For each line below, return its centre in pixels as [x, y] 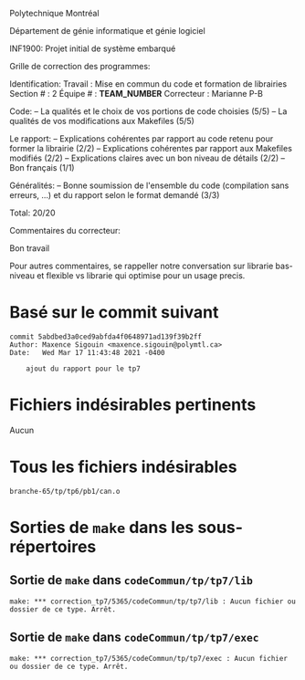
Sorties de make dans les [102, 528]
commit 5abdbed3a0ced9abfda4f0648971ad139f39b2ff [106, 337]
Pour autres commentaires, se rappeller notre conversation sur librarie [142, 266]
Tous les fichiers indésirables [123, 467]
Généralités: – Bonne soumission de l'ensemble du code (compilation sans [149, 185]
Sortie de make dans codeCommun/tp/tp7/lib [131, 580]
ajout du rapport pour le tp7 [84, 369]
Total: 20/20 [32, 213]
